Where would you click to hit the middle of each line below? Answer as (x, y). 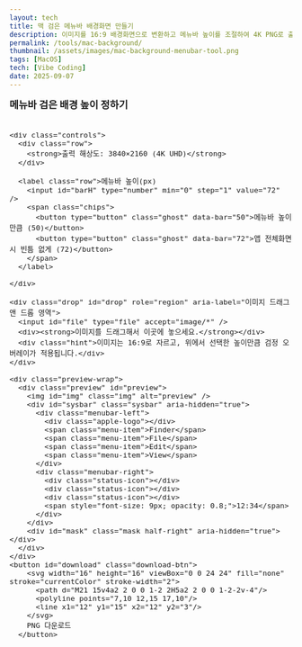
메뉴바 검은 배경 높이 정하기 (69, 104)
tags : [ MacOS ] (36, 59)
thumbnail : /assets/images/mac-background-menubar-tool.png (124, 51)
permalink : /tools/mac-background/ (76, 43)
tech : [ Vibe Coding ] (48, 68)
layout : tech (34, 18)
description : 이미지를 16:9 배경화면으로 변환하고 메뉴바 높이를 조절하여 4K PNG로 (147, 34)
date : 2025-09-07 (42, 76)
